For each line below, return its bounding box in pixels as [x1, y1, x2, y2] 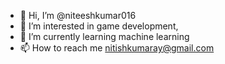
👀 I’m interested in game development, [19, 20, 179, 32]
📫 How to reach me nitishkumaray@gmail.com [19, 42, 215, 54]
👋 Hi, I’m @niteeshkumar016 [19, 10, 137, 21]
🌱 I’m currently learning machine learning [19, 31, 190, 42]
